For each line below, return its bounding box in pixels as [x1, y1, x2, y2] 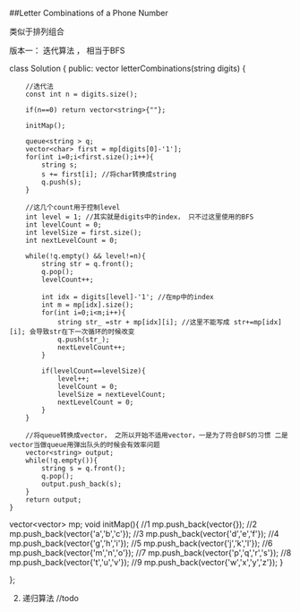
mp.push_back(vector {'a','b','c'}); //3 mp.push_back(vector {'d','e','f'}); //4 [9, 529, 279, 539]
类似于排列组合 [9, 26, 64, 37]
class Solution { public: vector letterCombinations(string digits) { [9, 63, 246, 73]
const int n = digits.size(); [25, 90, 139, 99]
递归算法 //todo [21, 593, 79, 603]
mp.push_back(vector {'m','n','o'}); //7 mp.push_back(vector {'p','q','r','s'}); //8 [9, 547, 292, 558]
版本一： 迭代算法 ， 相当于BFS [9, 45, 125, 56]
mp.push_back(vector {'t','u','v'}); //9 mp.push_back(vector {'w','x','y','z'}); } [9, 557, 284, 567]
